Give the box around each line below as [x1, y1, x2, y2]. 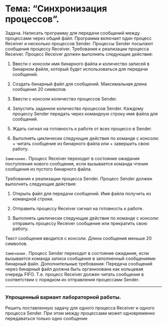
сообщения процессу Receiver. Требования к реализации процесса [5, 46, 149, 52]
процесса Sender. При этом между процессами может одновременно [5, 310, 155, 316]
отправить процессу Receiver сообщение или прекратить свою [12, 220, 148, 226]
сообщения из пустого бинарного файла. [5, 166, 92, 172]
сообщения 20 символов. [12, 86, 67, 92]
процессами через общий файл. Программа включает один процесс [5, 35, 152, 41]
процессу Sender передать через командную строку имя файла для [12, 110, 158, 117]
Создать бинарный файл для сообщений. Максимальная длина [12, 81, 147, 87]
